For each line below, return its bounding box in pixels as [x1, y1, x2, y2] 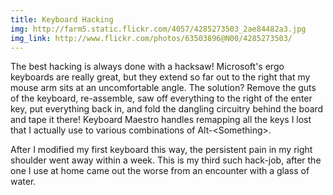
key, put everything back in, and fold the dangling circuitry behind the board [10, 103, 324, 115]
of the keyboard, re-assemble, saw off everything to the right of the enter [10, 92, 313, 105]
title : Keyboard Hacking [10, 14, 114, 25]
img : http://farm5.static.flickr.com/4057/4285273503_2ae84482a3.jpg [10, 24, 307, 34]
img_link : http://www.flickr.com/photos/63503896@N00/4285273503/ [10, 33, 293, 43]
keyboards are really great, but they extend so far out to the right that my [10, 71, 311, 83]
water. [10, 176, 37, 188]
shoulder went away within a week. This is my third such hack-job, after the [10, 154, 322, 166]
